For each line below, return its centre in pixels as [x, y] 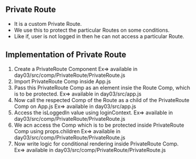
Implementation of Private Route [66, 55]
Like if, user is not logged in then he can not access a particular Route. [99, 36]
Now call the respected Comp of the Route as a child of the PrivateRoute [102, 100]
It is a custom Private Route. [48, 23]
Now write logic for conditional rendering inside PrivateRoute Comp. [96, 144]
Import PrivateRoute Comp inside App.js [62, 81]
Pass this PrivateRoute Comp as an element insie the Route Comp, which [102, 87]
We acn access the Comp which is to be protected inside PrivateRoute [99, 125]
